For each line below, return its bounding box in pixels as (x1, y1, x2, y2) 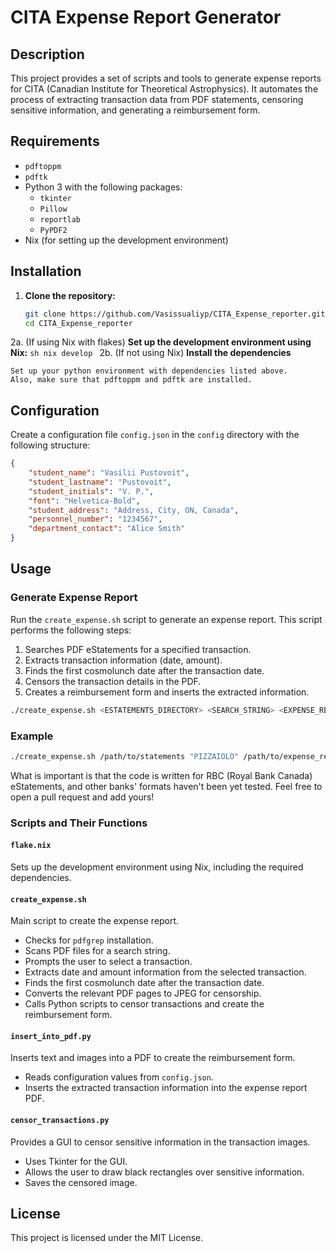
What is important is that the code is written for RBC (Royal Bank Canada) (10, 769, 313, 781)
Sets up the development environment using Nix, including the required (10, 861, 304, 873)
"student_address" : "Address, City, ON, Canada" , (28, 505, 240, 515)
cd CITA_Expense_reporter (24, 318, 133, 328)
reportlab (39, 214, 82, 225)
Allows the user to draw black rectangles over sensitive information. (24, 1166, 305, 1178)
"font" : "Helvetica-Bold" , (28, 496, 141, 506)
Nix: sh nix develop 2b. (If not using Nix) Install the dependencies (10, 347, 292, 359)
